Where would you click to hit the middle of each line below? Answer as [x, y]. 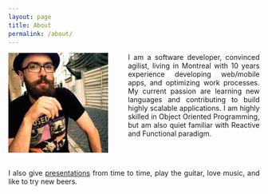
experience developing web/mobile [194, 74]
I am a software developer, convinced [194, 57]
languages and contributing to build [194, 100]
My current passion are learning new [194, 91]
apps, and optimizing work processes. [194, 83]
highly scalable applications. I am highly [194, 109]
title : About [30, 25]
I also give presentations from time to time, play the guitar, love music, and [134, 173]
